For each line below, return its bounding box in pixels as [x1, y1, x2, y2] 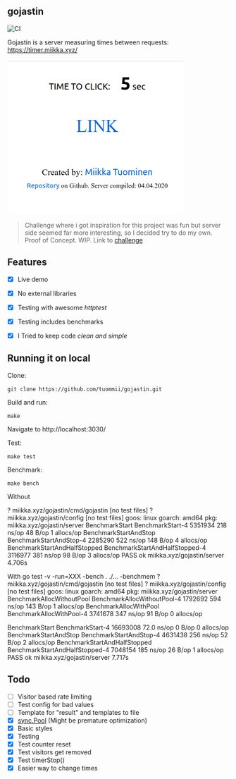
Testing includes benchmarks [17, 317, 104, 326]
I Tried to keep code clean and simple [17, 331, 128, 340]
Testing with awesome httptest [17, 303, 107, 312]
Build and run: [7, 398, 48, 406]
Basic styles [17, 724, 53, 732]
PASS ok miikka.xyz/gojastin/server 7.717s [7, 653, 129, 661]
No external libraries [17, 289, 77, 298]
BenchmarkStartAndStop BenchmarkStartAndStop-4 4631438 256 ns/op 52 [7, 630, 228, 639]
